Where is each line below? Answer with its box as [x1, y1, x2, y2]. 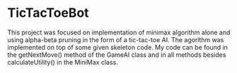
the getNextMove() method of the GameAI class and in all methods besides [7, 51, 226, 59]
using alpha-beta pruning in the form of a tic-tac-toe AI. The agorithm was [7, 35, 224, 44]
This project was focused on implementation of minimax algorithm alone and [7, 28, 231, 36]
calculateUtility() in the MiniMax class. [7, 58, 118, 66]
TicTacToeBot [7, 5, 90, 21]
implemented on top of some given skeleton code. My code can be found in [7, 43, 229, 51]
